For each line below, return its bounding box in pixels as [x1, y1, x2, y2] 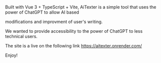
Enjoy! [5, 52, 18, 58]
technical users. [5, 34, 38, 39]
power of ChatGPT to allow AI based [5, 9, 80, 15]
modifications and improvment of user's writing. [5, 19, 103, 24]
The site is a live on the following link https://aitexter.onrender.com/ [5, 43, 142, 48]
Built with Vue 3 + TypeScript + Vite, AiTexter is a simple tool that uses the [5, 4, 157, 10]
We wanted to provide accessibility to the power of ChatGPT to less [5, 28, 143, 34]
